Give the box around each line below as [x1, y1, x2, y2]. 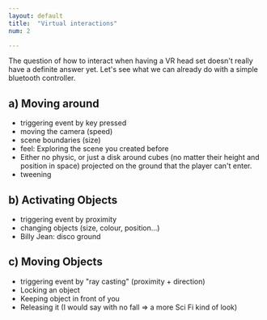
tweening [19, 170, 52, 179]
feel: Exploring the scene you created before [19, 144, 169, 154]
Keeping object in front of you [19, 293, 120, 303]
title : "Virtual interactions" [8, 19, 117, 27]
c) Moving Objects [8, 255, 103, 269]
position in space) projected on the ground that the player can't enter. [19, 161, 252, 171]
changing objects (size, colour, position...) [19, 223, 160, 233]
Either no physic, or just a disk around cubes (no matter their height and [19, 153, 261, 162]
